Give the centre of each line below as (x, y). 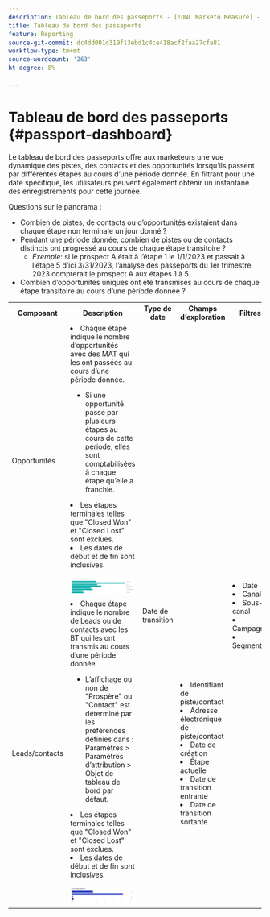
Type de (157, 309)
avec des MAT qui (100, 354)
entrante (194, 796)
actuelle (193, 770)
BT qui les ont (93, 638)
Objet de (100, 774)
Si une (96, 396)
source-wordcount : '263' (50, 60)
